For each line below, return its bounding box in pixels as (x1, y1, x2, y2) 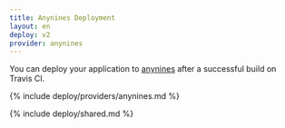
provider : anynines (9, 38, 84, 48)
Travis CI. (9, 74, 45, 84)
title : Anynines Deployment (9, 13, 116, 23)
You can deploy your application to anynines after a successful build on (9, 64, 277, 74)
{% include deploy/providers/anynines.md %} (9, 91, 180, 102)
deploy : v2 (9, 30, 51, 39)
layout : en (9, 22, 51, 31)
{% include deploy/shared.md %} (9, 108, 134, 119)
